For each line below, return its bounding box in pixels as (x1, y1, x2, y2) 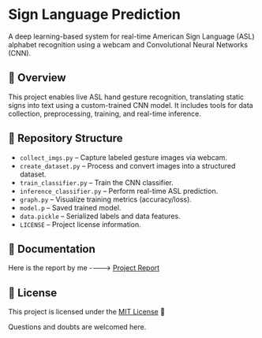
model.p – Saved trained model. (19, 202, 122, 212)
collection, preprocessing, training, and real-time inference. (8, 109, 201, 118)
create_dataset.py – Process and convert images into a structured (19, 161, 236, 170)
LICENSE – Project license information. (19, 219, 142, 229)
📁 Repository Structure (8, 132, 123, 145)
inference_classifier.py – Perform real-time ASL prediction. (19, 186, 219, 195)
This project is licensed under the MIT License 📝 (8, 307, 166, 317)
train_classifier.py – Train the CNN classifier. (19, 177, 174, 187)
